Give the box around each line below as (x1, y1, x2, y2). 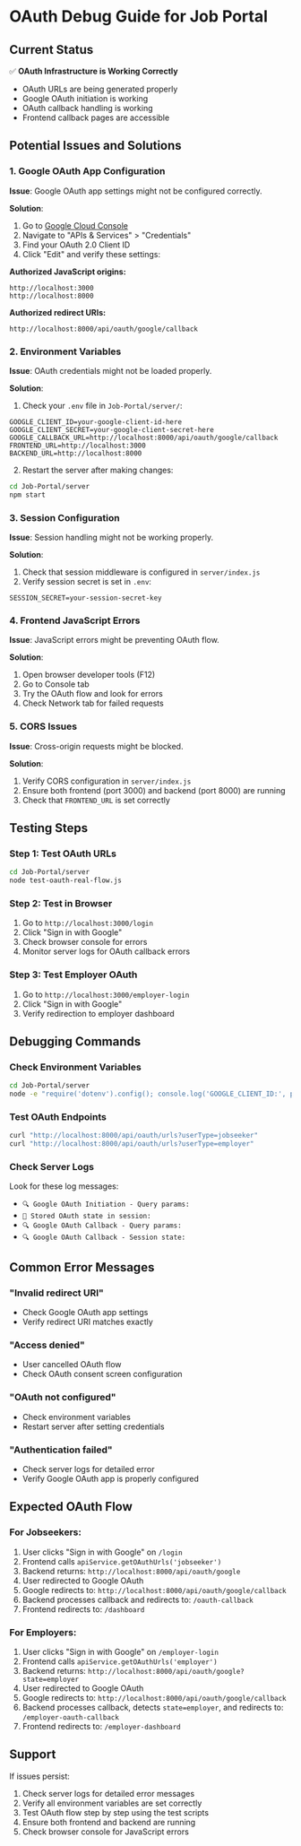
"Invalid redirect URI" (9, 1287, 105, 1299)
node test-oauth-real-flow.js (9, 876, 123, 885)
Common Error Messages (9, 1260, 155, 1275)
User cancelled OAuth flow (21, 1359, 122, 1370)
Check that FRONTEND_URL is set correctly (21, 794, 170, 805)
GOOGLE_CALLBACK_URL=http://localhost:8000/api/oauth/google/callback (9, 433, 279, 442)
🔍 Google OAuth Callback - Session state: (21, 1233, 186, 1243)
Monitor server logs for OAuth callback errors (21, 946, 191, 957)
